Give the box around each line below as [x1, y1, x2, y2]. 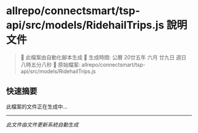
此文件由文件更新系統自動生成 [6, 121, 78, 128]
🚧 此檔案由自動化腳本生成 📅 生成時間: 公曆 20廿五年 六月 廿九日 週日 [20, 54, 187, 61]
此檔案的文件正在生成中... [6, 103, 68, 110]
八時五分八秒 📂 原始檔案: [20, 61, 81, 68]
